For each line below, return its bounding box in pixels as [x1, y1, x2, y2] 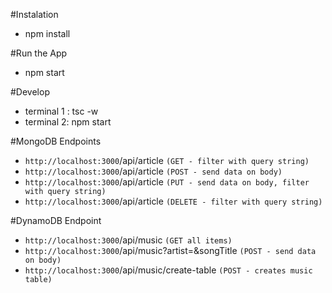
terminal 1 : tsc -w [24, 105, 99, 117]
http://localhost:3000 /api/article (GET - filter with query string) [24, 155, 310, 166]
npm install [24, 28, 71, 39]
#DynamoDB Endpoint [10, 215, 102, 226]
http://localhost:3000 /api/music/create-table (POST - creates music [24, 264, 313, 276]
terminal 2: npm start [24, 116, 112, 128]
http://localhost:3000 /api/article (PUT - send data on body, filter [24, 176, 310, 188]
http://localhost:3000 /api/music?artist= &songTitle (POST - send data [24, 245, 317, 256]
